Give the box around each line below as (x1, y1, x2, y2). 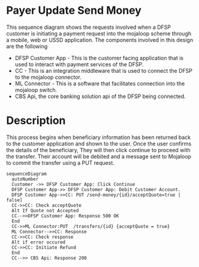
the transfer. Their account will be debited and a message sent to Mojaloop (6, 153, 192, 160)
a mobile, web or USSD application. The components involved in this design (6, 36, 194, 43)
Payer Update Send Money (6, 4, 142, 17)
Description (6, 114, 66, 127)
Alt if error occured (11, 239, 66, 245)
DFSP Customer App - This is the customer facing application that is (14, 54, 184, 61)
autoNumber (11, 176, 39, 182)
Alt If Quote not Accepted (11, 207, 79, 213)
